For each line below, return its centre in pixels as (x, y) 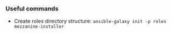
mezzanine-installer (39, 27)
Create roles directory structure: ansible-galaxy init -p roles (90, 21)
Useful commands (32, 9)
